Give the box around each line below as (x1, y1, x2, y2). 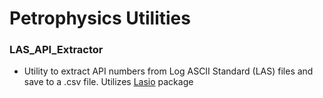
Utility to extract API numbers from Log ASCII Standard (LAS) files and (23, 65, 314, 77)
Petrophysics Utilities (9, 7, 191, 30)
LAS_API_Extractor (9, 43, 104, 57)
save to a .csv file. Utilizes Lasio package (23, 76, 194, 88)
